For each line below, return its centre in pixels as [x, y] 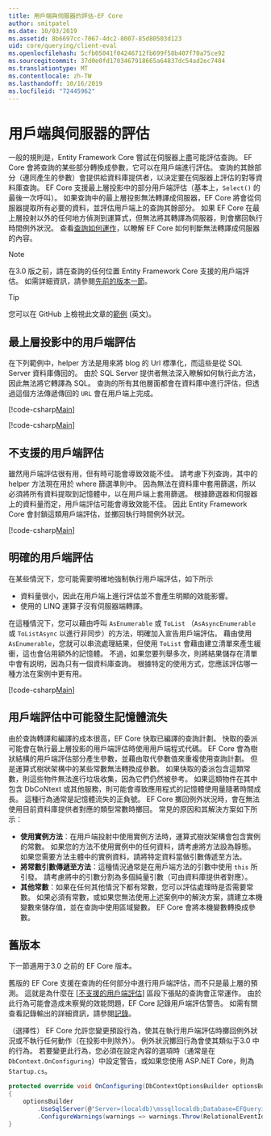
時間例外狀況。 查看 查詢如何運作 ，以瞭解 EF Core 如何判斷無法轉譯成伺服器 [134, 228]
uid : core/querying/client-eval [63, 46]
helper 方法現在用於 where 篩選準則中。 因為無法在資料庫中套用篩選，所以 [132, 484]
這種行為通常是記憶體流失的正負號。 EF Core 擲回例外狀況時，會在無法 [142, 799]
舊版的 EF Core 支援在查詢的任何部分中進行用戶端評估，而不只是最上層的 [130, 983]
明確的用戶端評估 [51, 557]
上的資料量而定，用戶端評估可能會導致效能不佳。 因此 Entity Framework [128, 504]
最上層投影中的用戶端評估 [72, 342]
